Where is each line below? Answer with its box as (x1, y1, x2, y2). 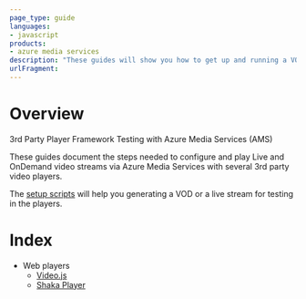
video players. (9, 170, 63, 181)
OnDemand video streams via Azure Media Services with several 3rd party (9, 160, 290, 171)
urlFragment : (9, 65, 59, 74)
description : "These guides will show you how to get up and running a (9, 56, 287, 65)
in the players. (9, 198, 63, 209)
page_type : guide (9, 13, 76, 23)
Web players (22, 260, 70, 271)
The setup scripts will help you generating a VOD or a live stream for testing (9, 188, 294, 199)
